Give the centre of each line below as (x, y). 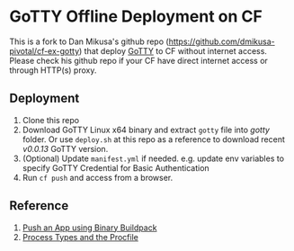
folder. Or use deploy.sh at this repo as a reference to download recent (153, 139)
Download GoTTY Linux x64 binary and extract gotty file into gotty (146, 130)
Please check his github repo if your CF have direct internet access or (138, 60)
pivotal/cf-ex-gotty (45, 50)
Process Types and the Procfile (80, 237)
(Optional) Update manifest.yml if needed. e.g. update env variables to (153, 158)
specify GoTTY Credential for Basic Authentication (116, 167)
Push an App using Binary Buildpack (89, 228)
